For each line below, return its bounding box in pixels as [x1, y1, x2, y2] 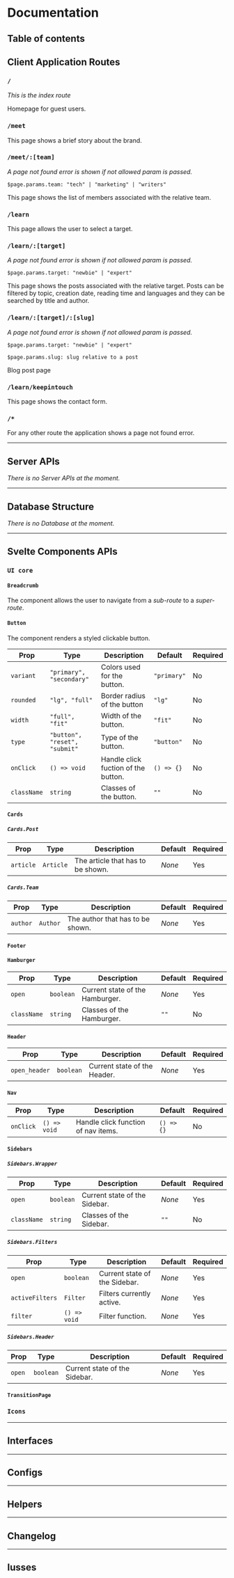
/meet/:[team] [7, 153, 55, 161]
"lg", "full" [49, 696, 93, 704]
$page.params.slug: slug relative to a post [7, 354, 139, 361]
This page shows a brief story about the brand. [7, 136, 143, 144]
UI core [7, 567, 33, 575]
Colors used [100, 662, 141, 672]
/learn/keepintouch [7, 383, 73, 391]
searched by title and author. [7, 297, 90, 305]
